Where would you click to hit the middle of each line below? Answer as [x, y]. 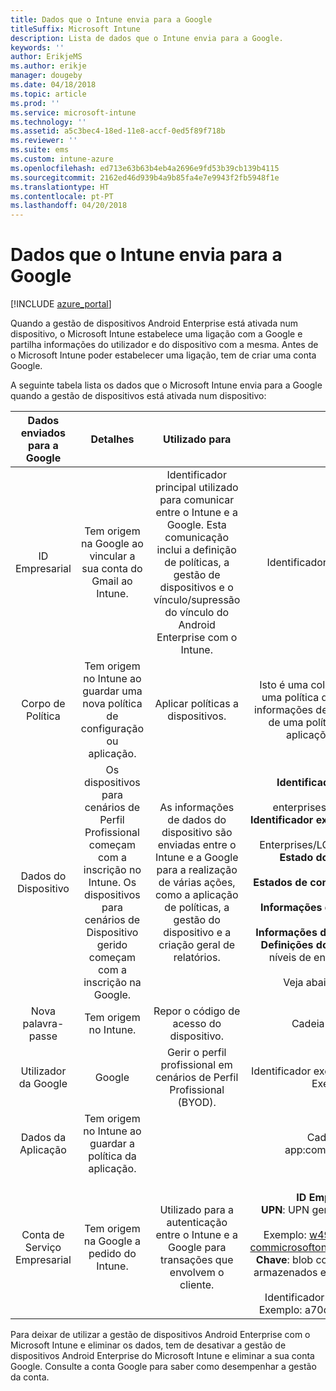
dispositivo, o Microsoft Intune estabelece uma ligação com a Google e [156, 334]
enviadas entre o [197, 845]
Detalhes [112, 439]
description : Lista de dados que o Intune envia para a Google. [147, 38]
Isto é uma [284, 685]
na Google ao [112, 544]
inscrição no [112, 870]
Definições [287, 945]
